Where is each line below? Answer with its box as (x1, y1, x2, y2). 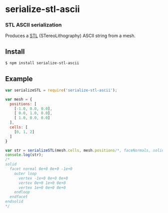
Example (5, 74, 33, 83)
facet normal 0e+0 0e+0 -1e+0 (9, 166, 72, 171)
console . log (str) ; (5, 152, 43, 157)
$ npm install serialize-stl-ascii (5, 61, 79, 66)
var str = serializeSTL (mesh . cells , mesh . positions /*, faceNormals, (5, 148, 151, 153)
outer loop (14, 171, 37, 176)
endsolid (5, 199, 23, 204)
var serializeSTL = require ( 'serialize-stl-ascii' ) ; (5, 88, 117, 93)
